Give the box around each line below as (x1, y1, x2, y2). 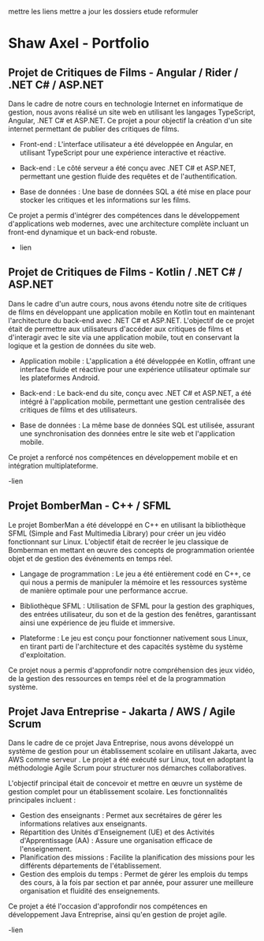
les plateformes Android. (19, 373, 100, 382)
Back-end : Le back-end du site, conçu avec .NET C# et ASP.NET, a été (19, 388, 252, 397)
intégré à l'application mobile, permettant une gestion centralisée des (19, 397, 246, 406)
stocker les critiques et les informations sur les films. (19, 195, 191, 205)
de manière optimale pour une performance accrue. (19, 585, 188, 595)
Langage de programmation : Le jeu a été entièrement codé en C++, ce (19, 569, 251, 578)
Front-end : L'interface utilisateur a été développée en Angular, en (19, 140, 234, 149)
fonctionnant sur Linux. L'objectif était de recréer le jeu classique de (8, 536, 229, 546)
